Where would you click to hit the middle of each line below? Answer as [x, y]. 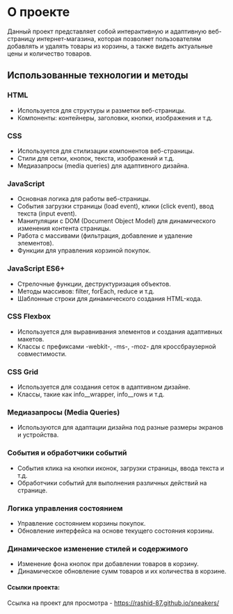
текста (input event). [47, 213]
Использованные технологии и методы [98, 75]
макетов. [31, 339]
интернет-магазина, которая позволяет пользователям [119, 38]
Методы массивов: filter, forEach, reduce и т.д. [86, 291]
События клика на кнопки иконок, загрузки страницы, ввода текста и [121, 468]
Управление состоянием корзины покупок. [81, 523]
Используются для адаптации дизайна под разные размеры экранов [120, 428]
